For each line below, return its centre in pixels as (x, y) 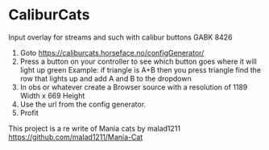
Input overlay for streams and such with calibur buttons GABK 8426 (120, 37)
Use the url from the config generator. (83, 104)
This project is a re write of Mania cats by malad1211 (95, 128)
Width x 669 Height (52, 95)
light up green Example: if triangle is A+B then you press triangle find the (141, 69)
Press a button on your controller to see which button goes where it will (139, 61)
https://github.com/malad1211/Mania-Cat (76, 137)
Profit (29, 112)
